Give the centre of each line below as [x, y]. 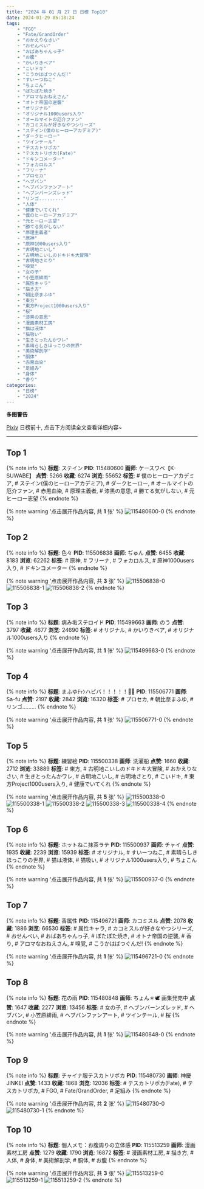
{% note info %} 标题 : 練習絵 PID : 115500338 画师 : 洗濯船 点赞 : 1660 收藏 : [98, 761]
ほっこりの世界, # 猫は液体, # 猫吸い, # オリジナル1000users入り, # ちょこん [102, 860]
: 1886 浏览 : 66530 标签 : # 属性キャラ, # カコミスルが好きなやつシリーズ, [103, 928]
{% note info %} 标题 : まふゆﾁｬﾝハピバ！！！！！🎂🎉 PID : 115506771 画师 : [97, 692]
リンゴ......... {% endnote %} [41, 707]
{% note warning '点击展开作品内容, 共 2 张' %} [65, 1104]
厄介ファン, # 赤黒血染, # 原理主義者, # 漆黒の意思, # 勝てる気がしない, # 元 [100, 491]
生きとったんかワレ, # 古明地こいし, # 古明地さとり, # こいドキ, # [106, 777]
